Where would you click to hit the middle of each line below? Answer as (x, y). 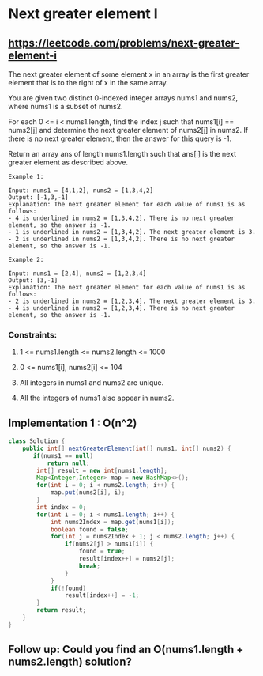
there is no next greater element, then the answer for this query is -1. (120, 138)
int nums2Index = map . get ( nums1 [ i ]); (113, 522)
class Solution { (37, 441)
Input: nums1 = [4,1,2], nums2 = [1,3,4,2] (81, 191)
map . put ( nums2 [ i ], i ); (88, 493)
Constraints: (33, 334)
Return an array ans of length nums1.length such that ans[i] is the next (122, 154)
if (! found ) (68, 588)
